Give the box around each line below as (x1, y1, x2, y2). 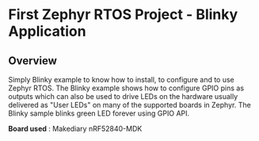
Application (8, 22, 86, 40)
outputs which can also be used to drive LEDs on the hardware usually (8, 92, 238, 101)
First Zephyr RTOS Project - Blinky (8, 6, 238, 24)
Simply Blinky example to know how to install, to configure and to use (8, 75, 235, 84)
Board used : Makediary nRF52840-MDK (8, 124, 143, 133)
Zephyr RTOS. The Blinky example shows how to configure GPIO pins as (8, 83, 244, 93)
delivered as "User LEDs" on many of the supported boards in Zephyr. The (8, 101, 251, 109)
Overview (8, 54, 58, 67)
